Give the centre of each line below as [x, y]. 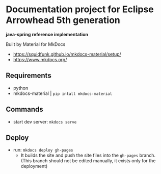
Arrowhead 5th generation [63, 20]
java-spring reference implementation [47, 34]
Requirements [29, 76]
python [21, 88]
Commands [25, 109]
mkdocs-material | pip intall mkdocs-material [63, 93]
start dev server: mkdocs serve [45, 121]
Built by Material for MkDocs [36, 44]
